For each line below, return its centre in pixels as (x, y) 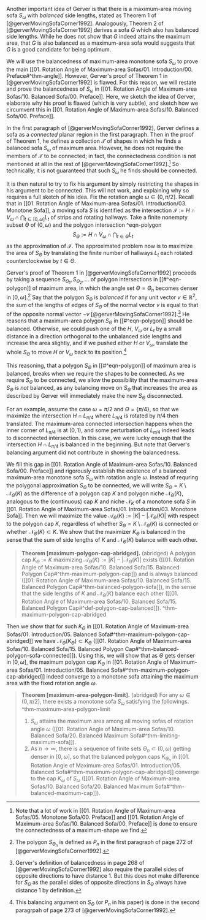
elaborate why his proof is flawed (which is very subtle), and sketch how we (102, 103)
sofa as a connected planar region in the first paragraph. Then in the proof (100, 135)
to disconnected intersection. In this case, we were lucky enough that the (99, 438)
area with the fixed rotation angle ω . (52, 683)
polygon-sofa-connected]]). (42, 655)
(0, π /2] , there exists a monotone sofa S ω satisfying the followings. (105, 702)
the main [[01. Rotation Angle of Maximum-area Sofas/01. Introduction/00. (100, 69)
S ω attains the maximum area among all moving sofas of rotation (112, 722)
